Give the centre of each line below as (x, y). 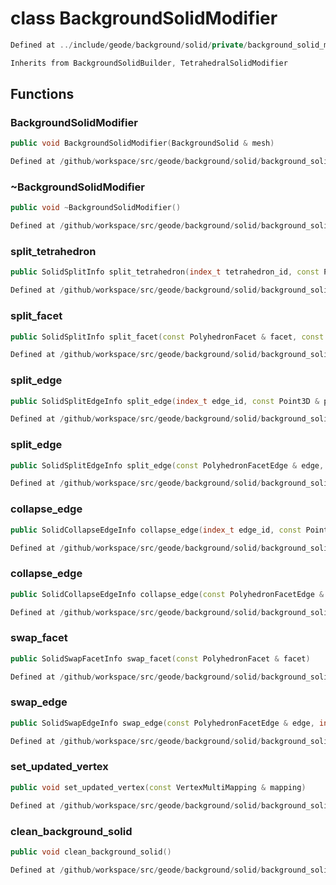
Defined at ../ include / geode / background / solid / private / (129, 45)
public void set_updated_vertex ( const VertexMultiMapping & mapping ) (158, 787)
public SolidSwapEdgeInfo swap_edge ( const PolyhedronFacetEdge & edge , (162, 723)
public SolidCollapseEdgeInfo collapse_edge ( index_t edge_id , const (156, 530)
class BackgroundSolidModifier (144, 18)
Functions (42, 94)
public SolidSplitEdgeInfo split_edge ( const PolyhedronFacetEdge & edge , (167, 465)
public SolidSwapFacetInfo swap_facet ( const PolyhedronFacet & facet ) (160, 658)
